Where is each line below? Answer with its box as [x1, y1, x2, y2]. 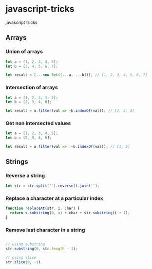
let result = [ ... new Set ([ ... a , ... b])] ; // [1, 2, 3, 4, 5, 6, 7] [5, 72, 148, 77]
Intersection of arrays [5, 84, 58, 91]
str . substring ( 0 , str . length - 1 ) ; [5, 246, 78, 251]
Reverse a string [5, 172, 45, 179]
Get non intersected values [5, 120, 71, 127]
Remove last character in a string [5, 226, 85, 233]
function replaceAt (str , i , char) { [5, 206, 80, 211]
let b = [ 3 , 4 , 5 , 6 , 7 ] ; [5, 64, 58, 69]
